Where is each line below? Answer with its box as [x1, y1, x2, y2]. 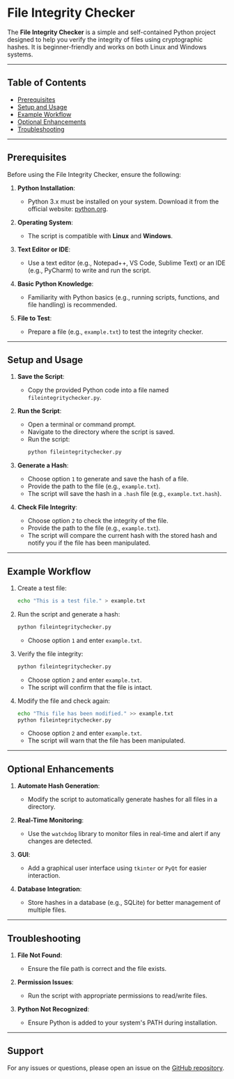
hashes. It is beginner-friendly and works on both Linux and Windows [7, 42, 207, 51]
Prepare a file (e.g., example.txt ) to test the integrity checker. [27, 327, 203, 336]
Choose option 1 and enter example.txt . [27, 636, 142, 644]
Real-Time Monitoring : [17, 816, 84, 825]
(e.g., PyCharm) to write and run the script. [27, 266, 151, 274]
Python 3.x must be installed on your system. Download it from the [27, 197, 219, 205]
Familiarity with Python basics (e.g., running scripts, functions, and [27, 293, 219, 301]
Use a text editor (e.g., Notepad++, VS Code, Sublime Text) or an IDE [27, 258, 226, 267]
